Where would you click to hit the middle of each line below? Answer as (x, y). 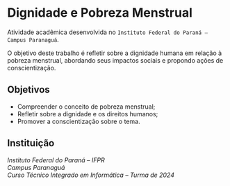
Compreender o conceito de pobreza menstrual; (86, 107)
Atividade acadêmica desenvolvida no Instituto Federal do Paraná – (108, 32)
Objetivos (28, 90)
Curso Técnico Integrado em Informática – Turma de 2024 (91, 175)
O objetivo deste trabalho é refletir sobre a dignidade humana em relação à (115, 53)
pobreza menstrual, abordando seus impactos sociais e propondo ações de (115, 60)
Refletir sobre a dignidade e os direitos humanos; (88, 114)
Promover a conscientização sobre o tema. (79, 121)
